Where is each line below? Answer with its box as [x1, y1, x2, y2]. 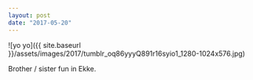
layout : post [8, 11, 51, 20]
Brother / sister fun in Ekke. [8, 64, 97, 73]
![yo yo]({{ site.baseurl [8, 40, 81, 49]
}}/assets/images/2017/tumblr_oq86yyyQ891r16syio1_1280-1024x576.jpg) [8, 49, 246, 58]
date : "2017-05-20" [8, 19, 72, 27]
